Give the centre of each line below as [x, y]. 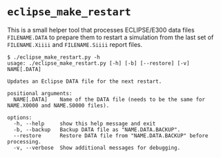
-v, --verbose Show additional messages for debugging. [97, 148]
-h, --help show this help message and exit [85, 124]
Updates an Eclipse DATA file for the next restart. [85, 81]
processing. [24, 141]
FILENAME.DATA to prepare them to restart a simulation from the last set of [110, 37]
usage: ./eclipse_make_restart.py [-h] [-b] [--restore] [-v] [98, 63]
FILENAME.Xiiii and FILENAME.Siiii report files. [75, 44]
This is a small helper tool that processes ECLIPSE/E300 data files [101, 30]
